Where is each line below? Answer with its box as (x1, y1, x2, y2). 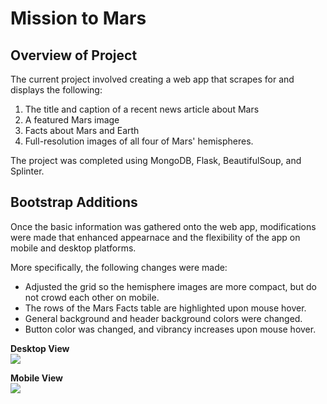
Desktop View (10, 342, 70, 354)
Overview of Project (10, 47, 138, 64)
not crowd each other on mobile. (24, 291, 160, 303)
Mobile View (10, 372, 63, 384)
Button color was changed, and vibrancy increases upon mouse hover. (24, 323, 317, 335)
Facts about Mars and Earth (24, 125, 140, 136)
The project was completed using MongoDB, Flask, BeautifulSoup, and (10, 155, 302, 166)
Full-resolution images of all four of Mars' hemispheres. (24, 135, 254, 147)
